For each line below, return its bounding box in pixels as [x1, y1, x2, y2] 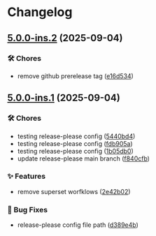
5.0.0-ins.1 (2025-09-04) [7, 92, 120, 104]
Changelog [7, 4, 73, 20]
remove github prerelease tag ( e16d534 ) [17, 71, 134, 80]
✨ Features [7, 172, 46, 182]
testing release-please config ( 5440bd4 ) [17, 132, 136, 140]
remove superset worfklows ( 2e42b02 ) [17, 187, 131, 196]
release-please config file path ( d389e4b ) [17, 221, 139, 229]
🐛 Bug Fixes [7, 205, 48, 214]
